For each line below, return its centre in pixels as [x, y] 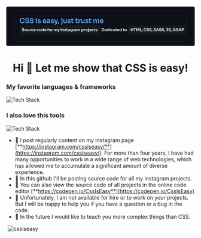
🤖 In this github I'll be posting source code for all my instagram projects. [103, 178]
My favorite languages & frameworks [61, 87]
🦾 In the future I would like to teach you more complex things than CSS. [103, 216]
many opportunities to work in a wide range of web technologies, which [103, 159]
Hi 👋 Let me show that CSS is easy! [100, 68]
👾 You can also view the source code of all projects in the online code [100, 185]
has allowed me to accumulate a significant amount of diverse [91, 165]
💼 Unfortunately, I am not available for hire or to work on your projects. [102, 197]
